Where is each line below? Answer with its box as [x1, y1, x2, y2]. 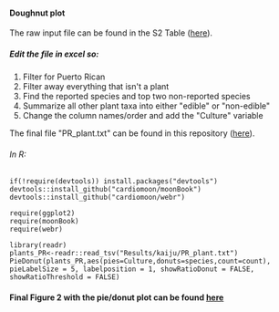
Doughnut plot [9, 7, 66, 18]
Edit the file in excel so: [9, 48, 99, 59]
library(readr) [9, 241, 67, 250]
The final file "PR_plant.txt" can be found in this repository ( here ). [9, 128, 255, 139]
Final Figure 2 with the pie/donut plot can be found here [9, 292, 224, 303]
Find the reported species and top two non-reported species [22, 91, 251, 102]
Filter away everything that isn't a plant [22, 81, 170, 92]
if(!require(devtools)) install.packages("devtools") [9, 177, 219, 186]
